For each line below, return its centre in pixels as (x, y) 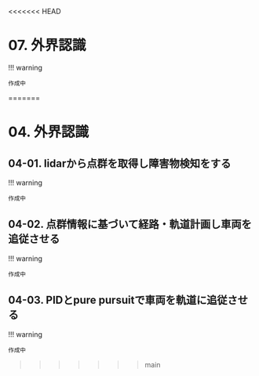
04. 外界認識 (48, 132)
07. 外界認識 (47, 45)
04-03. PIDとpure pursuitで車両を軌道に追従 (118, 300)
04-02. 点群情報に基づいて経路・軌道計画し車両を (130, 224)
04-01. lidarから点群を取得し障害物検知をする (120, 163)
